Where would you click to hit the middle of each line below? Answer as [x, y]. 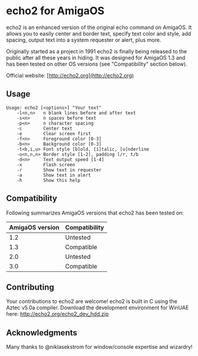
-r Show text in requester [59, 170]
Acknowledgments [42, 333]
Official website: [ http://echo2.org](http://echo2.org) [70, 75]
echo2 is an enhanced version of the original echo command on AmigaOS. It [99, 27]
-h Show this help [49, 180]
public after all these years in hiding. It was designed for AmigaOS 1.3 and [96, 57]
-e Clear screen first [54, 134]
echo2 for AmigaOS [55, 11]
